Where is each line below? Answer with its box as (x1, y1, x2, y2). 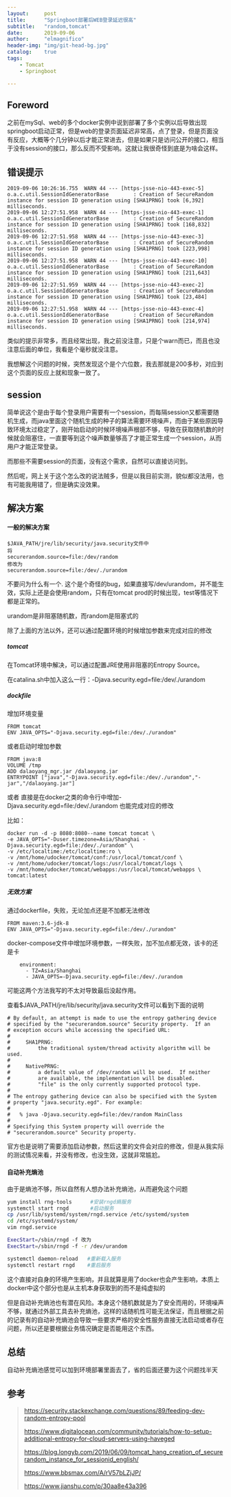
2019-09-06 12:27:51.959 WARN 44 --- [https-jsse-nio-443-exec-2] (7, 282, 205, 289)
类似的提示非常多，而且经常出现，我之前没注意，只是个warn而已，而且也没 (7, 337, 221, 345)
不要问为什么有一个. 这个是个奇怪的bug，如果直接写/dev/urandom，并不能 (7, 579, 218, 588)
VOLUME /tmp (7, 762, 41, 769)
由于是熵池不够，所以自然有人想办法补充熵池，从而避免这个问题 (7, 1184, 188, 1193)
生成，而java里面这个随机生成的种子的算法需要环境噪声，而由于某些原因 (12, 416, 218, 424)
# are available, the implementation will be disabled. (7, 1075, 195, 1082)
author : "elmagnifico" (7, 36, 85, 43)
